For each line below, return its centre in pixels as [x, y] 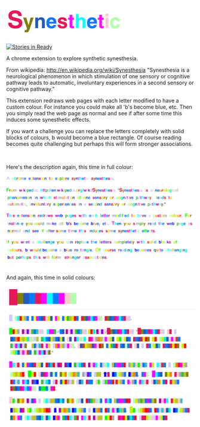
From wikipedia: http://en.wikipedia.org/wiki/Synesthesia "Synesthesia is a [98, 70]
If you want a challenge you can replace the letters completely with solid [95, 131]
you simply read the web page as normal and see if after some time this [94, 113]
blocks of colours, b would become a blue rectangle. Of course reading [94, 137]
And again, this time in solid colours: [51, 277]
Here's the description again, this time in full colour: [70, 167]
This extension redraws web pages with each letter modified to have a [93, 100]
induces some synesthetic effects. [48, 119]
